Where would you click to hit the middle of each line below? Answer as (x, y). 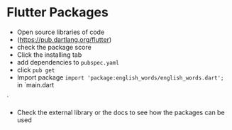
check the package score (54, 47)
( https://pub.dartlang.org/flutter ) (64, 39)
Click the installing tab (49, 55)
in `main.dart (35, 85)
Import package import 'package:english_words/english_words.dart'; (120, 77)
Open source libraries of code (61, 32)
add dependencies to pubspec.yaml (68, 62)
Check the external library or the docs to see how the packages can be (121, 112)
